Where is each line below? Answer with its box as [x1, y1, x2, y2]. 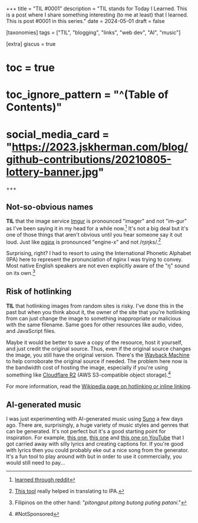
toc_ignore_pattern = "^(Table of [6, 88, 169, 102]
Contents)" [6, 100, 62, 114]
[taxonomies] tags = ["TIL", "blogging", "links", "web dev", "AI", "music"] [6, 29, 181, 36]
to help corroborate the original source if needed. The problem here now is [6, 357, 188, 365]
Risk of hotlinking [6, 286, 72, 297]
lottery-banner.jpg [6, 165, 98, 179]
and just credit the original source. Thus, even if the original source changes [6, 345, 192, 352]
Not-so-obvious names [6, 202, 93, 212]
